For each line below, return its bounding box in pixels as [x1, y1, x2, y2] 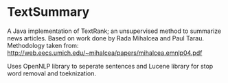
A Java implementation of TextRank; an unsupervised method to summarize [7, 27, 222, 35]
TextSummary [7, 4, 90, 20]
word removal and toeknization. [7, 69, 96, 78]
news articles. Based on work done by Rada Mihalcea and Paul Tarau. [7, 34, 205, 42]
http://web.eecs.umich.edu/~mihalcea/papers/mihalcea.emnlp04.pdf [7, 49, 203, 57]
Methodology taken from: [7, 41, 79, 49]
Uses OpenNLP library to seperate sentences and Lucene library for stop [7, 62, 214, 70]
